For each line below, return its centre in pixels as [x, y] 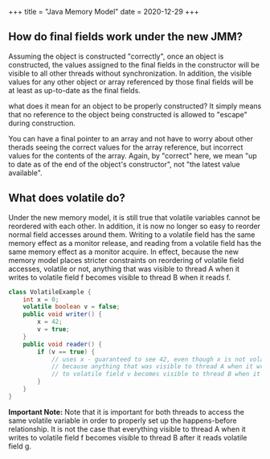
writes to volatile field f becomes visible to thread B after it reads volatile [128, 437]
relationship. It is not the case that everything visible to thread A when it [127, 428]
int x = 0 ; [41, 299]
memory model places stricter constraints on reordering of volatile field [126, 260]
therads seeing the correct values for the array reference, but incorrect [126, 147]
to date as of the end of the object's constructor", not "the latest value [125, 164]
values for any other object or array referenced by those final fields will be [131, 82]
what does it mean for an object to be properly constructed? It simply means [135, 106]
